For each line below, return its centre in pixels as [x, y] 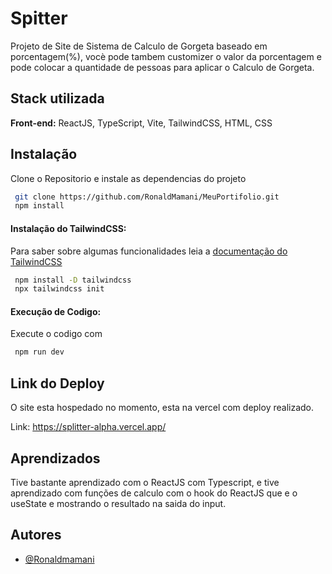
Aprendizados [55, 458]
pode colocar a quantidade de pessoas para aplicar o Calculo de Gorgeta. [162, 67]
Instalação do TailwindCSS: [68, 228]
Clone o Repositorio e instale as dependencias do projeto [128, 178]
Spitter [39, 18]
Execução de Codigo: [56, 311]
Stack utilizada [57, 98]
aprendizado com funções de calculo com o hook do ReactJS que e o [154, 493]
